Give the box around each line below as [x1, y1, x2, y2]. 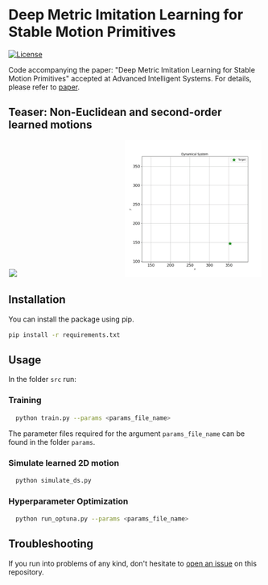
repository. [8, 566, 44, 577]
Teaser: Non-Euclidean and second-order [8, 106, 222, 119]
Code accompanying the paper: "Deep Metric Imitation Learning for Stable [8, 64, 256, 74]
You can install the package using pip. [8, 314, 134, 324]
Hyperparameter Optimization [8, 496, 129, 507]
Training [8, 395, 42, 406]
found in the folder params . [8, 437, 96, 446]
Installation [8, 292, 66, 307]
